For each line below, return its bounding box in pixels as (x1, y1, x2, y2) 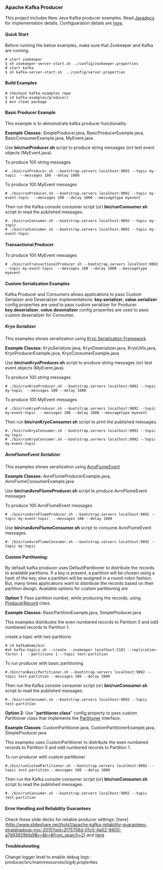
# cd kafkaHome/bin (5, 643, 45, 648)
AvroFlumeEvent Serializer (5, 451, 61, 457)
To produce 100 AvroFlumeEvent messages (5, 502, 93, 509)
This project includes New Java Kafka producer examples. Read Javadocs (5, 15, 155, 21)
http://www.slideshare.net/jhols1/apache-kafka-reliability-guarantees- (6, 822, 147, 828)
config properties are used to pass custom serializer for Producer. (5, 302, 138, 308)
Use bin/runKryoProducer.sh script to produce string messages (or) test (5, 360, 152, 366)
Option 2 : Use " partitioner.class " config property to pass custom (5, 710, 138, 716)
